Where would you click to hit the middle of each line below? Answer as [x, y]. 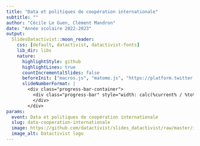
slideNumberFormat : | [49, 84]
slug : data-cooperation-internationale [61, 123]
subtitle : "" [22, 17]
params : [16, 111]
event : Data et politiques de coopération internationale [85, 117]
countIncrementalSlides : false [61, 73]
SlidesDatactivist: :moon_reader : [53, 39]
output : [16, 34]
